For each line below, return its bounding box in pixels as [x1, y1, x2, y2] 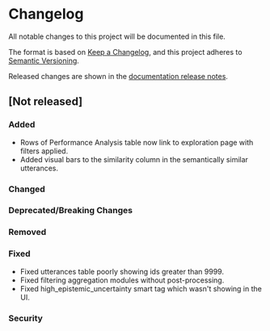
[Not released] [8, 94, 83, 109]
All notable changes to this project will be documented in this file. [8, 31, 226, 41]
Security [8, 312, 43, 324]
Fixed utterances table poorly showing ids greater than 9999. [19, 266, 225, 276]
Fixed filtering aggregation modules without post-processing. [19, 275, 225, 285]
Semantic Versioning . [8, 56, 79, 65]
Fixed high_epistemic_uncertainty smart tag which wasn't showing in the [19, 283, 263, 293]
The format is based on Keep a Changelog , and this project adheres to [8, 47, 243, 57]
